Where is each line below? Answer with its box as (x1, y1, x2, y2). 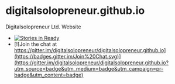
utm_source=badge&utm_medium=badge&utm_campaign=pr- (13, 65, 164, 72)
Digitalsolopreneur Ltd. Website (5, 23, 81, 30)
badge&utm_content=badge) (13, 71, 84, 78)
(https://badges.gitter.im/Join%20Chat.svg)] (13, 53, 121, 60)
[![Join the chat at (13, 41, 57, 48)
